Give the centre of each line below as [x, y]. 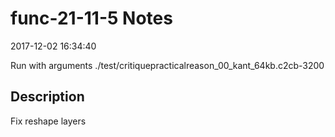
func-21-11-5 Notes [91, 18]
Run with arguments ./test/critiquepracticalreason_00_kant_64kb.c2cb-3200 [167, 65]
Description [47, 97]
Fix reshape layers [48, 121]
